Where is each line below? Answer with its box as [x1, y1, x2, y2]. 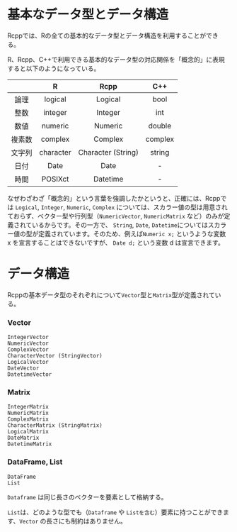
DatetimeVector [7, 371, 52, 378]
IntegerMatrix [7, 404, 50, 411]
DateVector [7, 365, 40, 372]
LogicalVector [7, 359, 50, 366]
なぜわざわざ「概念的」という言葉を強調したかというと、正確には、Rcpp [7, 194, 221, 202]
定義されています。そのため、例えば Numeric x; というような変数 [37, 229, 226, 238]
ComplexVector [7, 346, 50, 353]
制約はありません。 [70, 516, 127, 525]
